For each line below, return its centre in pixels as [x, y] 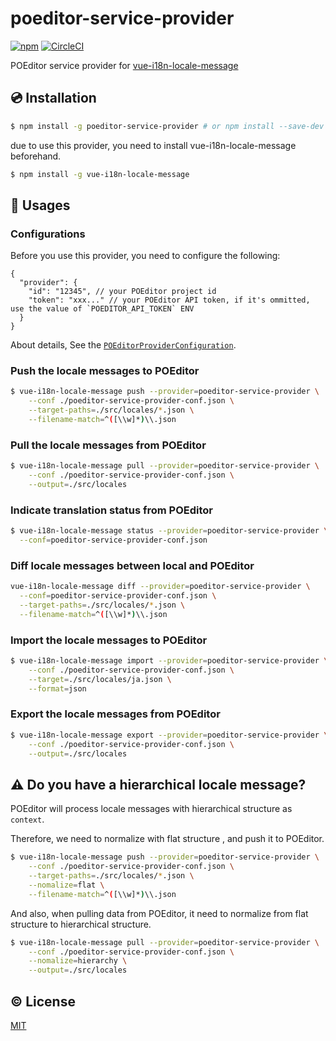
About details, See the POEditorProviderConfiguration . [123, 345]
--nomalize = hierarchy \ [78, 961]
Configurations [48, 234]
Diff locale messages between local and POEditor [132, 565]
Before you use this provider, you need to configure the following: [145, 256]
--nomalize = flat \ [66, 885]
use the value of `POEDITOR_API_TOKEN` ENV [102, 309]
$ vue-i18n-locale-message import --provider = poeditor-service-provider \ [169, 661]
